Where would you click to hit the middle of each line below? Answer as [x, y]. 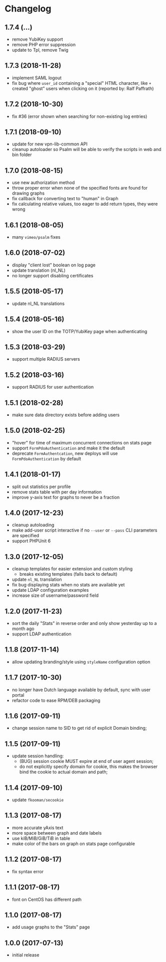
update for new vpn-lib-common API [50, 144]
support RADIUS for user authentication [53, 387]
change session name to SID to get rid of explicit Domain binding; [79, 728]
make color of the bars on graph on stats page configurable [73, 844]
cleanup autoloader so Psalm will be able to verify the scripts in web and [86, 149]
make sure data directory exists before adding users [66, 415]
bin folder [22, 155]
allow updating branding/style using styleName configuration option [81, 662]
